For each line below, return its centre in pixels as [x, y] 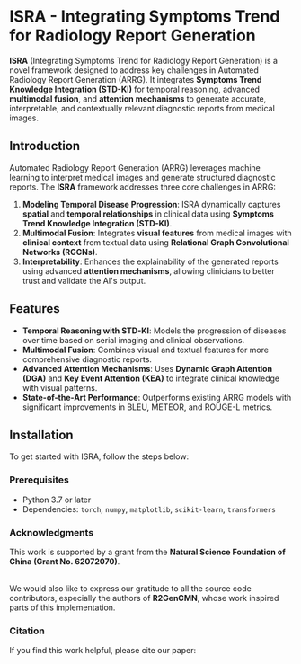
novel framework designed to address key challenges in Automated [134, 70]
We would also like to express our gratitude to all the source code [130, 588]
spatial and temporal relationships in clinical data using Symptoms [148, 214]
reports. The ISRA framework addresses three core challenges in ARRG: [143, 187]
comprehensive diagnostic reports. [87, 359]
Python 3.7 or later [57, 500]
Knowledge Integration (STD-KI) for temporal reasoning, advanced [135, 89]
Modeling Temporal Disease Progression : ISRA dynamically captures [151, 204]
